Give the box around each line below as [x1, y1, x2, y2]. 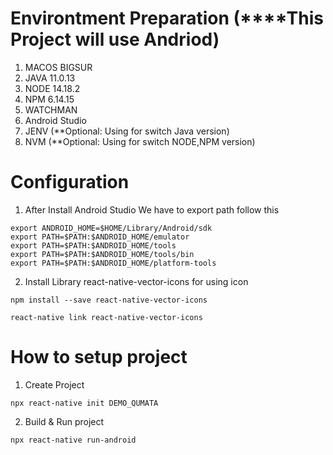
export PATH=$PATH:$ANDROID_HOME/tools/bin [10, 249, 195, 259]
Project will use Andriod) [10, 28, 220, 51]
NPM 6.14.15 [24, 93, 75, 105]
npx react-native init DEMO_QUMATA [10, 398, 159, 408]
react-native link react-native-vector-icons [10, 312, 203, 322]
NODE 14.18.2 [24, 82, 81, 94]
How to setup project [10, 346, 188, 369]
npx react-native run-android [10, 435, 137, 445]
